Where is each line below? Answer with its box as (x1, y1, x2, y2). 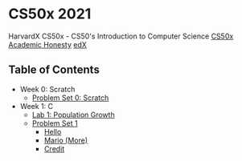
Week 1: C (19, 101, 54, 111)
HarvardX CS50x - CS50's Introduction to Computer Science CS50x (8, 31, 234, 41)
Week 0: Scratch (19, 84, 76, 94)
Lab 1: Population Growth (31, 110, 115, 119)
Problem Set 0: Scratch (31, 93, 109, 103)
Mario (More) (43, 135, 88, 145)
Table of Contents (8, 63, 100, 77)
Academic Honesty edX (8, 39, 87, 49)
